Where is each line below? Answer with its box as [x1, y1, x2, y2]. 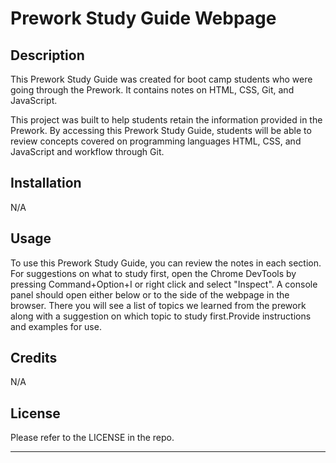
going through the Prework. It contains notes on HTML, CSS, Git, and [10, 84, 295, 96]
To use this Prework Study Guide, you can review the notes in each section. [10, 257, 322, 269]
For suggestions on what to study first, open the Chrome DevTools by [10, 267, 297, 279]
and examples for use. [10, 320, 102, 332]
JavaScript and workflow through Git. [10, 146, 165, 157]
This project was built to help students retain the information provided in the [10, 114, 323, 126]
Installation [10, 175, 82, 192]
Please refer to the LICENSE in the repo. [10, 432, 175, 444]
